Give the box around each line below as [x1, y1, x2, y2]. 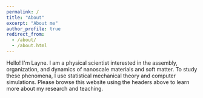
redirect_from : [6, 31, 45, 38]
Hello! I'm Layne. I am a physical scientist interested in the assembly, [6, 59, 178, 67]
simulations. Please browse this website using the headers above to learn [6, 78, 190, 85]
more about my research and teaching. [6, 85, 104, 92]
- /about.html [12, 43, 47, 49]
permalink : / [6, 8, 39, 15]
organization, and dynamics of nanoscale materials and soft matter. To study [6, 65, 198, 73]
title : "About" [6, 15, 45, 21]
